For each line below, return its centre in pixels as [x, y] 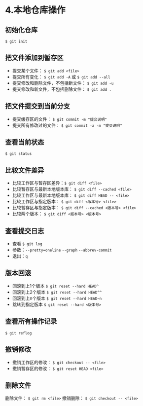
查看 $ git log [27, 244]
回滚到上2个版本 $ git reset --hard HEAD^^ [57, 292]
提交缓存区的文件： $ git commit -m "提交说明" [60, 119]
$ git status [18, 154]
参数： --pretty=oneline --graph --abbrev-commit [62, 250]
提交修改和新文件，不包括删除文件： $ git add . [62, 89]
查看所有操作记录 [31, 321]
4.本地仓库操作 [35, 10]
